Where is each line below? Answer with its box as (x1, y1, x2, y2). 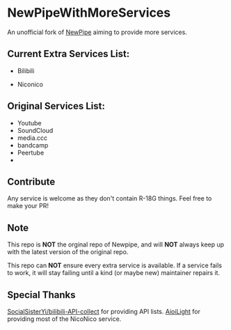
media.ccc (17, 134, 48, 142)
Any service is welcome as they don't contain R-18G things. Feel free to (7, 194, 212, 203)
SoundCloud (17, 126, 54, 134)
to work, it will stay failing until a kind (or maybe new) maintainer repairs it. (7, 269, 221, 277)
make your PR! (7, 202, 49, 210)
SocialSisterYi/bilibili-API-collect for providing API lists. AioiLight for (7, 308, 200, 315)
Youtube (17, 118, 42, 127)
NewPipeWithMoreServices (7, 5, 171, 21)
